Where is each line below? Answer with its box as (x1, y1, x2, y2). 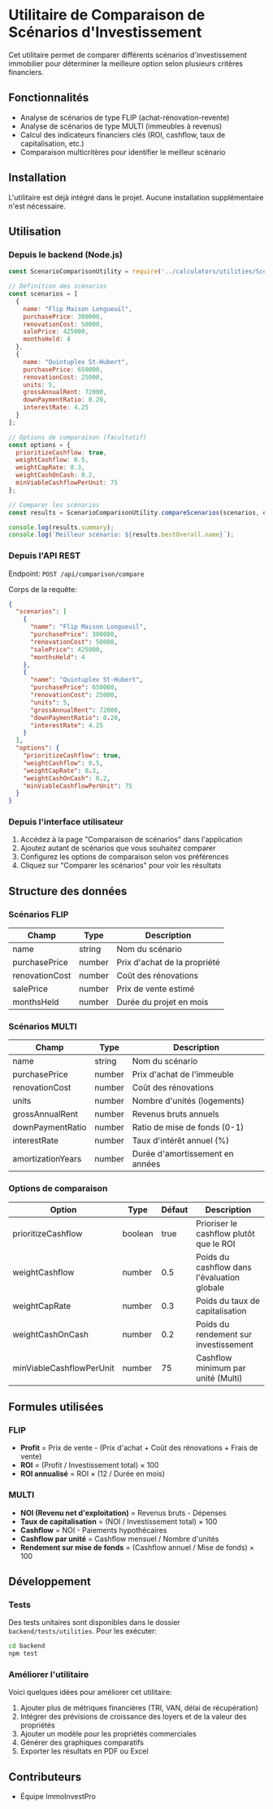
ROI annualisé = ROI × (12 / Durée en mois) (19, 1469, 165, 1479)
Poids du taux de (196, 1295, 260, 1306)
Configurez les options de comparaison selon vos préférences (19, 852, 229, 862)
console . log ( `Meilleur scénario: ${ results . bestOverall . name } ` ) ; (8, 531, 235, 539)
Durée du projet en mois (116, 996, 209, 1008)
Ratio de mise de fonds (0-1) (132, 1122, 245, 1133)
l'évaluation (196, 1271, 240, 1283)
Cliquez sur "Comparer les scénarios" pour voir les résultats (19, 861, 222, 871)
